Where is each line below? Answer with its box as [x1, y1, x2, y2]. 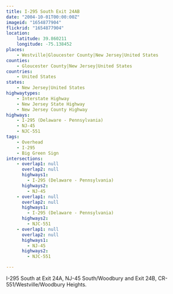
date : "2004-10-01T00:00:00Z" [6, 14, 80, 20]
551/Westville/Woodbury [6, 281, 66, 288]
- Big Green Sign [16, 150, 59, 156]
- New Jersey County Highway [16, 107, 88, 112]
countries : [6, 69, 33, 74]
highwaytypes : [6, 90, 41, 96]
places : [6, 47, 25, 53]
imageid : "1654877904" [6, 19, 62, 25]
